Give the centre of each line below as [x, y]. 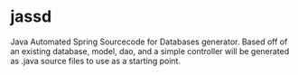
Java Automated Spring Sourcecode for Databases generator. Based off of [149, 42]
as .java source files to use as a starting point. [96, 61]
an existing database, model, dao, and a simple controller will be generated [150, 51]
